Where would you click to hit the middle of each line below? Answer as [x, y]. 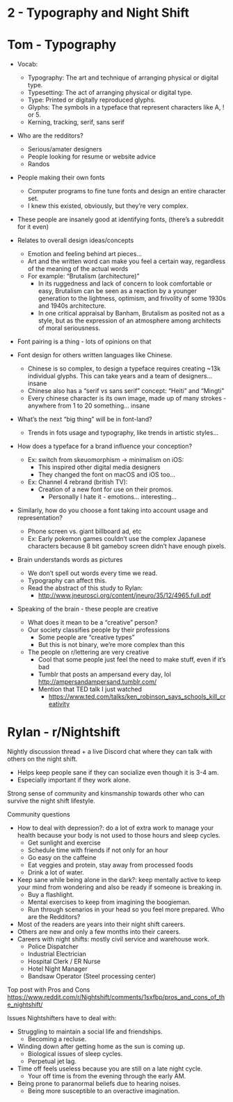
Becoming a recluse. [57, 1039]
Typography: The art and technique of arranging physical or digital [123, 77]
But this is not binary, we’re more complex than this [111, 645]
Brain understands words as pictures [70, 560]
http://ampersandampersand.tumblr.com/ [97, 682]
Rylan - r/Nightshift [64, 732]
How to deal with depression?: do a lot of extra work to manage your [115, 828]
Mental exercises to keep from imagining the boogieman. [109, 902]
